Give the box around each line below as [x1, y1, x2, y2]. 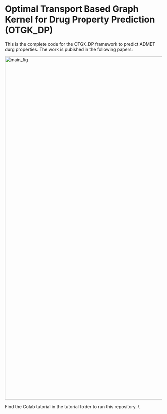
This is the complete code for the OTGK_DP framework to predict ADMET [5, 41, 156, 47]
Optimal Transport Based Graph [5, 3, 139, 15]
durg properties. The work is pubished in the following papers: [5, 46, 133, 52]
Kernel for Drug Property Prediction [5, 14, 155, 25]
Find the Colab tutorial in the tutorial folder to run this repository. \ [5, 403, 140, 409]
